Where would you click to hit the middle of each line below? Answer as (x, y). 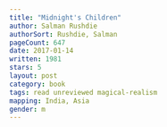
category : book (38, 84)
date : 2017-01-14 (42, 51)
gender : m (28, 109)
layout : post (33, 76)
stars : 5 (25, 68)
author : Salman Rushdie (54, 26)
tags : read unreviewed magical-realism (83, 92)
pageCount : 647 (38, 42)
